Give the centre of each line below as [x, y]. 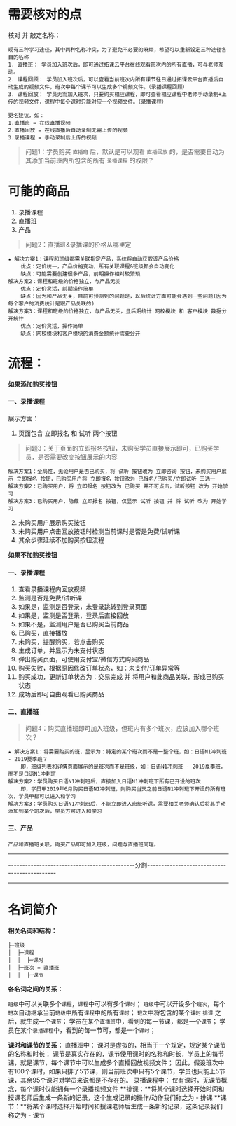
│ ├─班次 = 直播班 [34, 968]
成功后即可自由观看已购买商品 [61, 694]
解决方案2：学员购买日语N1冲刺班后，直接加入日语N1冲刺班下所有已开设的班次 [105, 782]
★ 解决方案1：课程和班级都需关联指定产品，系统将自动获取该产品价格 [93, 259]
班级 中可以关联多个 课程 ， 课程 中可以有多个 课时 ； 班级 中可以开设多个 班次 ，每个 [117, 1003]
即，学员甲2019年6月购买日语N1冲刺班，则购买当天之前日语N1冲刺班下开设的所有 [121, 789]
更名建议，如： [26, 115]
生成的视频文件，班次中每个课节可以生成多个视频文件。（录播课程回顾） [100, 87]
